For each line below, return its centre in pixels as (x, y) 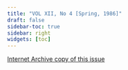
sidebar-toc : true (34, 26)
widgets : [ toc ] (29, 40)
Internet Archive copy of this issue (56, 59)
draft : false (26, 20)
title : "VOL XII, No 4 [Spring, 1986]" (65, 14)
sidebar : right (29, 33)
